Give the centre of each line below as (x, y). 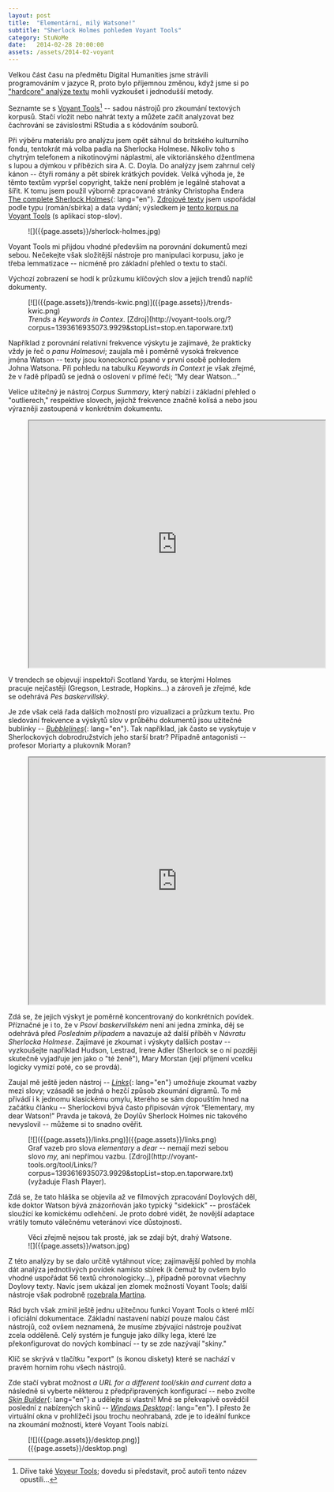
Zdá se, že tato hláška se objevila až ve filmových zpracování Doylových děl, (133, 1196)
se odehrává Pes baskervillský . (59, 696)
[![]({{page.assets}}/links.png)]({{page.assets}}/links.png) (122, 1140)
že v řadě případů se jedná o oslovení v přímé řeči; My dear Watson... (123, 376)
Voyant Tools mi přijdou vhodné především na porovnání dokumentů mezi (128, 247)
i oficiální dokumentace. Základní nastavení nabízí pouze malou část (119, 1318)
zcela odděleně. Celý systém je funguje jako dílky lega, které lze (113, 1335)
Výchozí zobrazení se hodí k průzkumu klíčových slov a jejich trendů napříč (131, 278)
